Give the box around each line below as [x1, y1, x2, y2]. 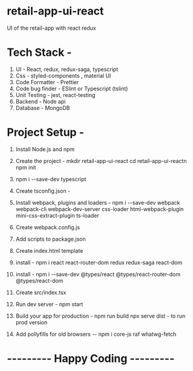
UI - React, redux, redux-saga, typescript [15, 65, 119, 73]
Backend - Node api [15, 98, 66, 105]
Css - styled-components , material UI [15, 72, 111, 79]
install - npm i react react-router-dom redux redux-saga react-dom [15, 259, 183, 266]
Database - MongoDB [15, 104, 70, 112]
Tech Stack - [7, 45, 72, 59]
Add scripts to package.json [15, 235, 87, 242]
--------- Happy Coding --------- [7, 352, 175, 365]
